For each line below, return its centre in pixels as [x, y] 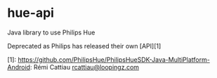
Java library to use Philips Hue [51, 32]
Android [19, 67]
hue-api [31, 13]
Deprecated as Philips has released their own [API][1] [84, 46]
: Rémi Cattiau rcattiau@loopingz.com [84, 67]
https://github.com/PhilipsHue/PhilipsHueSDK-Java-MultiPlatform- [114, 59]
